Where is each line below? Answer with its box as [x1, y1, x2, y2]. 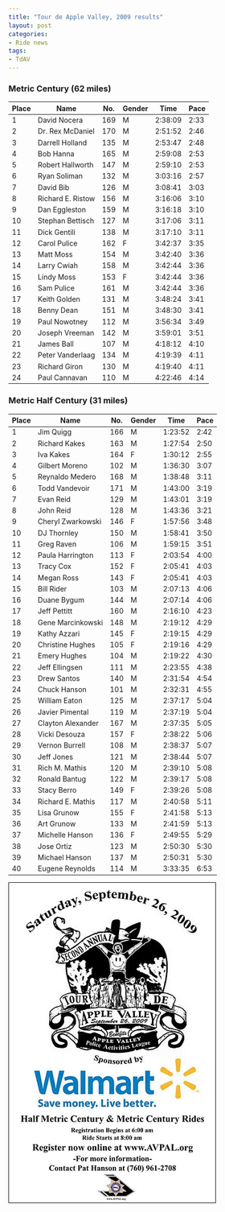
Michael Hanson [37, 852, 92, 862]
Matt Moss [37, 249, 73, 259]
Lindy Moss [37, 272, 76, 282]
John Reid [37, 505, 72, 515]
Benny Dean [37, 306, 79, 315]
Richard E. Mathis [37, 797, 96, 806]
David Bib [37, 182, 70, 192]
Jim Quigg [37, 427, 72, 437]
